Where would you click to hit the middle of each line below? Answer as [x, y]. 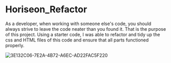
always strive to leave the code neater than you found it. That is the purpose [86, 29]
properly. [15, 45]
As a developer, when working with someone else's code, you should [78, 24]
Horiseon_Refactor [46, 9]
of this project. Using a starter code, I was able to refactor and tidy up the [83, 34]
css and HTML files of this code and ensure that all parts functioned [77, 40]
